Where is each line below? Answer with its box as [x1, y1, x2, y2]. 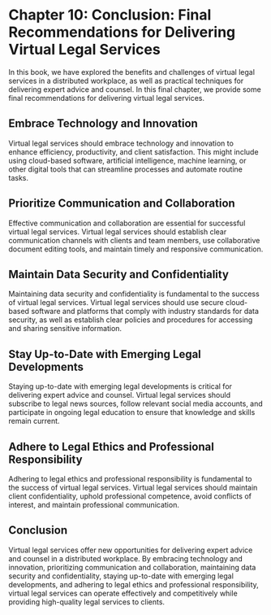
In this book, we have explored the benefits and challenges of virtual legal [8, 67, 256, 76]
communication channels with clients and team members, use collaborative [8, 235, 260, 245]
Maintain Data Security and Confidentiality [8, 267, 230, 281]
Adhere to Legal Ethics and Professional [8, 439, 215, 453]
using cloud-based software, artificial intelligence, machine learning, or [8, 155, 247, 165]
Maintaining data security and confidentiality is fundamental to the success [8, 289, 260, 299]
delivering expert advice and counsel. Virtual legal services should [8, 390, 231, 400]
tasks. [8, 172, 29, 182]
